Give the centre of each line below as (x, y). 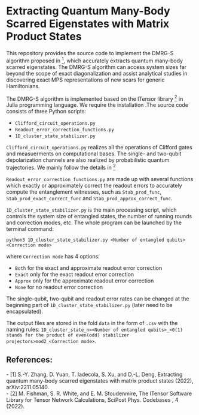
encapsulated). (25, 311)
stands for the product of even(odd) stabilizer (68, 335)
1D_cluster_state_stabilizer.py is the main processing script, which (91, 210)
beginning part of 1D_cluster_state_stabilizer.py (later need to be (90, 305)
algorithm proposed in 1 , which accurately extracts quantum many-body (95, 60)
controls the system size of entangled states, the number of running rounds (99, 216)
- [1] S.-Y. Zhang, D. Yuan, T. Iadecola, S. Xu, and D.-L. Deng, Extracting (94, 374)
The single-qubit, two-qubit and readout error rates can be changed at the (98, 299)
